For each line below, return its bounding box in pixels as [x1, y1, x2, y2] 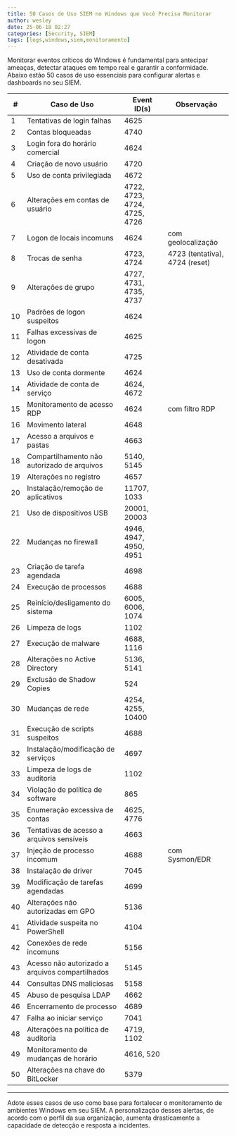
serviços [27, 753, 55, 763]
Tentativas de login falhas [27, 116, 112, 126]
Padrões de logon [27, 307, 86, 317]
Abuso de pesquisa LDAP [27, 990, 111, 1000]
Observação [175, 99, 218, 109]
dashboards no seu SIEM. [7, 78, 82, 87]
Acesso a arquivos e [27, 432, 94, 441]
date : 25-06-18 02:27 [7, 23, 71, 30]
